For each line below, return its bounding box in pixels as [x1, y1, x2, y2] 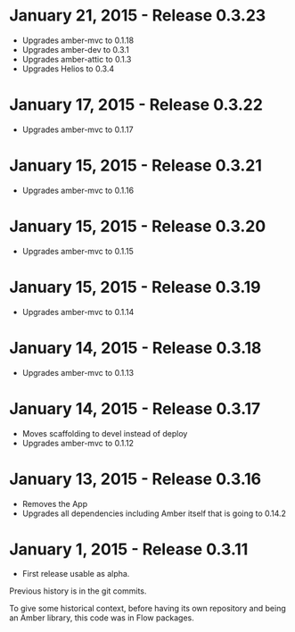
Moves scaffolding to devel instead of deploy [21, 428, 188, 438]
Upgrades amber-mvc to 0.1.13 [21, 367, 135, 378]
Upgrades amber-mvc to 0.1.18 [21, 35, 135, 46]
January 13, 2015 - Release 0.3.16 [9, 469, 261, 489]
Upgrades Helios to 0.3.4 [21, 63, 114, 74]
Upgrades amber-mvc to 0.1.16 [21, 185, 135, 195]
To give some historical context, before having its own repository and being [9, 603, 287, 614]
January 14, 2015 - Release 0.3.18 [9, 337, 262, 358]
